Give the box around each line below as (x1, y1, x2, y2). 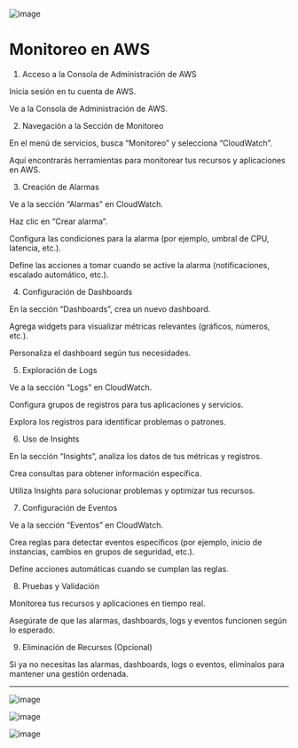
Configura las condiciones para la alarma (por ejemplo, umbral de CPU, (9, 233, 270, 243)
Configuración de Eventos (21, 502, 118, 513)
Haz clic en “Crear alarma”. (9, 216, 108, 227)
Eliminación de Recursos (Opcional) (21, 641, 153, 652)
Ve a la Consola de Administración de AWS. (9, 103, 169, 114)
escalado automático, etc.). (9, 269, 109, 280)
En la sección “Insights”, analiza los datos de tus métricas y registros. (9, 450, 263, 461)
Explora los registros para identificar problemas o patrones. (9, 416, 226, 426)
